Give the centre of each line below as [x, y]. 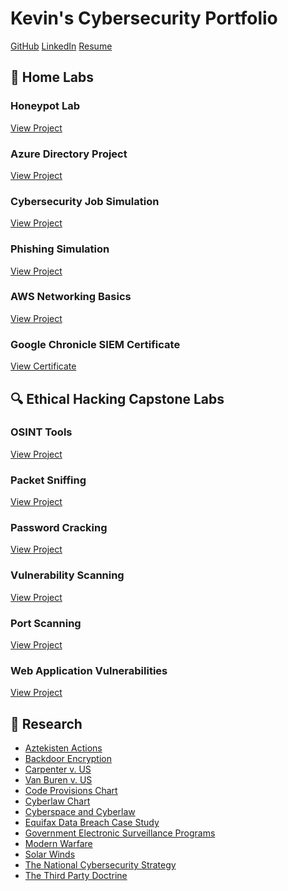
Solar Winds [50, 854]
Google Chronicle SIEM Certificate [95, 344]
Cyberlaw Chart [57, 801]
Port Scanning [46, 623]
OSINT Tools [41, 432]
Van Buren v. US [58, 780]
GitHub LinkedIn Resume [61, 46]
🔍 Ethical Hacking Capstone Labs [117, 398]
